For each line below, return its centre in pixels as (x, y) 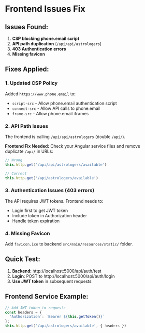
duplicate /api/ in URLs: (29, 151)
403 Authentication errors (39, 49)
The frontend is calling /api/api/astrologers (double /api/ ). (65, 137)
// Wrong (14, 160)
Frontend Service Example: (47, 297)
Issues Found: (27, 27)
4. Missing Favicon (28, 233)
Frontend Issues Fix (45, 9)
